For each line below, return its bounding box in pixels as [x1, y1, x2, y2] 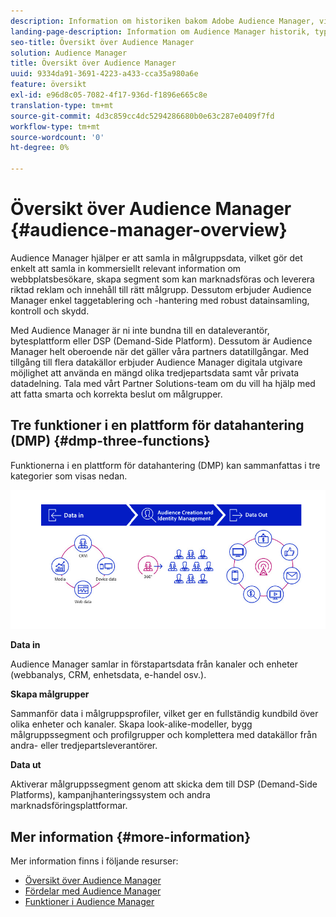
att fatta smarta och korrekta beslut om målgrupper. [10, 388, 223, 400]
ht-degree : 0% [10, 143, 70, 153]
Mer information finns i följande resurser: [10, 855, 179, 867]
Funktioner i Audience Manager [24, 896, 155, 907]
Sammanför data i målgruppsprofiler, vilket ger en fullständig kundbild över [10, 708, 319, 720]
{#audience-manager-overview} [10, 219, 288, 242]
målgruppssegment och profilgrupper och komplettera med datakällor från [10, 729, 318, 741]
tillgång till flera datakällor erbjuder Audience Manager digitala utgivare [10, 356, 303, 368]
